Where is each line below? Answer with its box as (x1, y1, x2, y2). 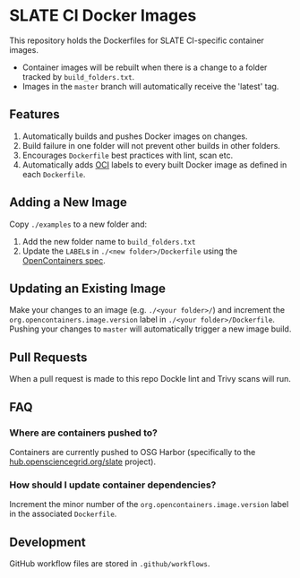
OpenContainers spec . (21, 254, 106, 265)
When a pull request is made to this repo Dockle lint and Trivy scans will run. (9, 374, 291, 384)
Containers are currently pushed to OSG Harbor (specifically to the (9, 446, 256, 457)
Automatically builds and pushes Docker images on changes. (21, 131, 248, 142)
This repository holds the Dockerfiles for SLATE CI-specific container (9, 35, 264, 46)
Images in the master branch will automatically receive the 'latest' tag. (21, 81, 279, 91)
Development (9, 534, 87, 549)
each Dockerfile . (21, 168, 86, 179)
